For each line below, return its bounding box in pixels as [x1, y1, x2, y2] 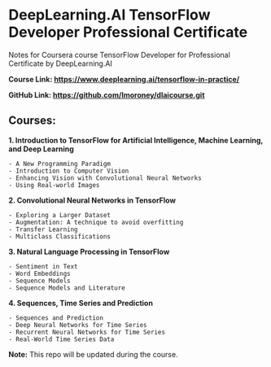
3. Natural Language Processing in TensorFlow [8, 247, 170, 256]
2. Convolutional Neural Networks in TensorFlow [8, 195, 177, 205]
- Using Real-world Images [8, 181, 100, 189]
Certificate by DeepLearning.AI [8, 59, 112, 68]
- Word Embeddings [8, 269, 71, 277]
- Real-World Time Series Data [8, 335, 115, 343]
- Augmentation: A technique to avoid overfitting [8, 218, 184, 226]
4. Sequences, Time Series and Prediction [8, 298, 153, 308]
